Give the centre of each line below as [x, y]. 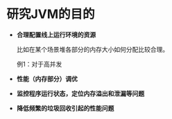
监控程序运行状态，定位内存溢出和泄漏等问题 [80, 93]
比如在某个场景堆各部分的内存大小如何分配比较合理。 [93, 49]
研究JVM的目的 [51, 14]
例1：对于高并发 [39, 64]
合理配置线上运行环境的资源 [56, 35]
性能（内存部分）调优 [47, 79]
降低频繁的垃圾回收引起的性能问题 [65, 108]
